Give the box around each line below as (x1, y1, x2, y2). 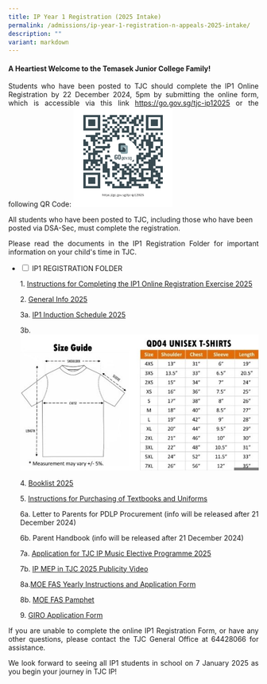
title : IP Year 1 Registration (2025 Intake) (8, 13, 161, 21)
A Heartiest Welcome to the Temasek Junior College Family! (8, 64, 211, 73)
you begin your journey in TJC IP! (8, 666, 118, 676)
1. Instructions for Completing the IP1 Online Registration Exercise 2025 (19, 279, 253, 289)
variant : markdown (8, 38, 69, 46)
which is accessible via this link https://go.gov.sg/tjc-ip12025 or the (8, 98, 259, 108)
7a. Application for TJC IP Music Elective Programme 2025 (19, 548, 212, 558)
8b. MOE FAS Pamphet (19, 595, 95, 604)
